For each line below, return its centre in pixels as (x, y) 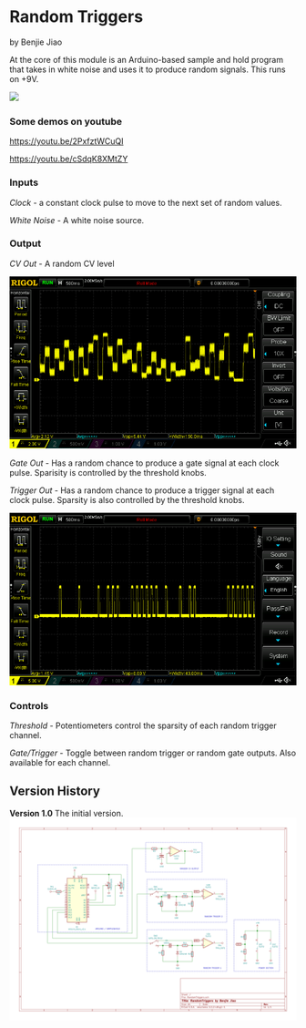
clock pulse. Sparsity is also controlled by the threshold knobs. (127, 500)
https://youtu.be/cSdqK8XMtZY (69, 159)
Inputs (24, 182)
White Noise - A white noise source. (77, 220)
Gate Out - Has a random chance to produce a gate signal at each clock (144, 463)
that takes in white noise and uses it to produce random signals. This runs (148, 69)
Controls (29, 705)
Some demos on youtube (66, 121)
